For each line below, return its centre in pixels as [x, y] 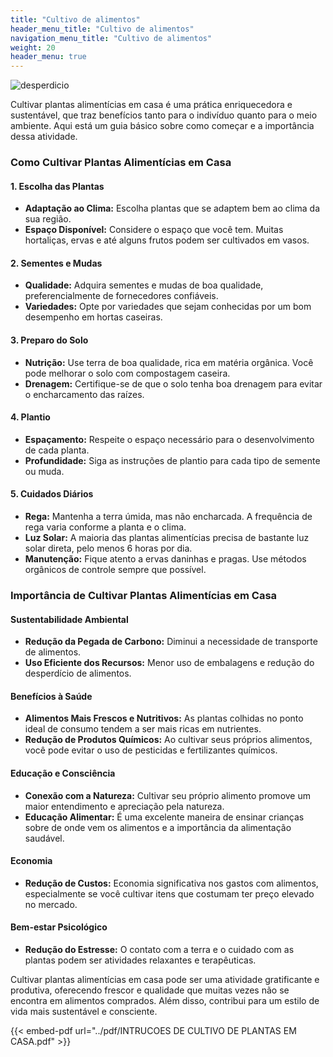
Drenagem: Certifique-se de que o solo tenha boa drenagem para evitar [173, 383]
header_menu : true [48, 57]
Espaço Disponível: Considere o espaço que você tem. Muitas [154, 230]
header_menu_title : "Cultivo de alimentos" [102, 29]
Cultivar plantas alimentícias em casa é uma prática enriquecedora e [151, 105]
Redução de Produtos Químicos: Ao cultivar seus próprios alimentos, [168, 740]
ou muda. [44, 471]
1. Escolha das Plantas [57, 186]
